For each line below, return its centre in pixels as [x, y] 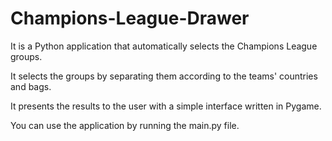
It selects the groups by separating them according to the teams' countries [164, 76]
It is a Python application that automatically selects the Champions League [164, 46]
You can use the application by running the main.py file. [125, 125]
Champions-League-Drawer [130, 18]
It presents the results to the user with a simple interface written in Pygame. [166, 106]
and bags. [31, 86]
